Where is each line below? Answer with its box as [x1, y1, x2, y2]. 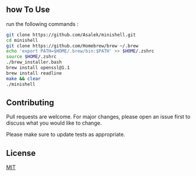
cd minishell [6, 37, 38, 43]
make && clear [6, 76, 41, 82]
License [6, 148, 36, 158]
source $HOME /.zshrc [6, 54, 57, 60]
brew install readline [6, 70, 62, 76]
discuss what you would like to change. [6, 119, 102, 126]
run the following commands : [6, 20, 79, 27]
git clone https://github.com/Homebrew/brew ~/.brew [6, 43, 139, 49]
